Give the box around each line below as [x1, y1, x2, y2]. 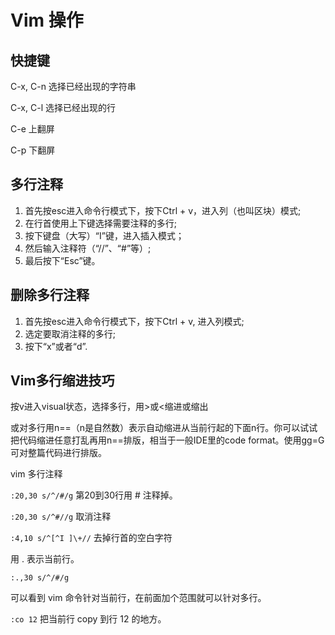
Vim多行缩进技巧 [10, 372, 115, 390]
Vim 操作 [10, 9, 84, 32]
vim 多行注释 [10, 468, 63, 480]
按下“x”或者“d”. [24, 340, 88, 352]
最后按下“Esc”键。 [24, 254, 101, 266]
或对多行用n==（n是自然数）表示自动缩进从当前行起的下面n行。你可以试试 [10, 422, 318, 434]
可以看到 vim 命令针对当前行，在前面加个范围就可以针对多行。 [10, 592, 267, 604]
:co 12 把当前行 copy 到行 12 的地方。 [10, 613, 167, 625]
